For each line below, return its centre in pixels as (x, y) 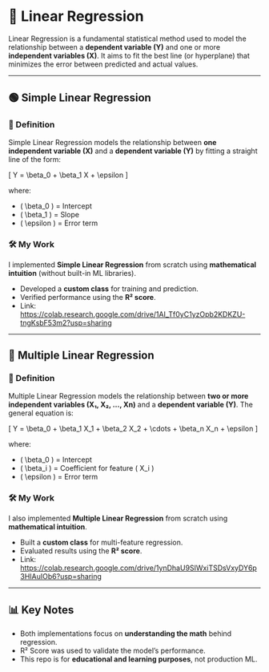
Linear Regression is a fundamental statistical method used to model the (127, 38)
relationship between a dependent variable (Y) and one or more (114, 47)
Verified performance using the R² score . (88, 297)
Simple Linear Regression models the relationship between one (112, 142)
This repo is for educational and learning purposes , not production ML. (139, 659)
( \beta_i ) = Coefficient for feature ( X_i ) (87, 468)
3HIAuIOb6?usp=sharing (61, 576)
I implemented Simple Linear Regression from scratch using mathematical (132, 265)
